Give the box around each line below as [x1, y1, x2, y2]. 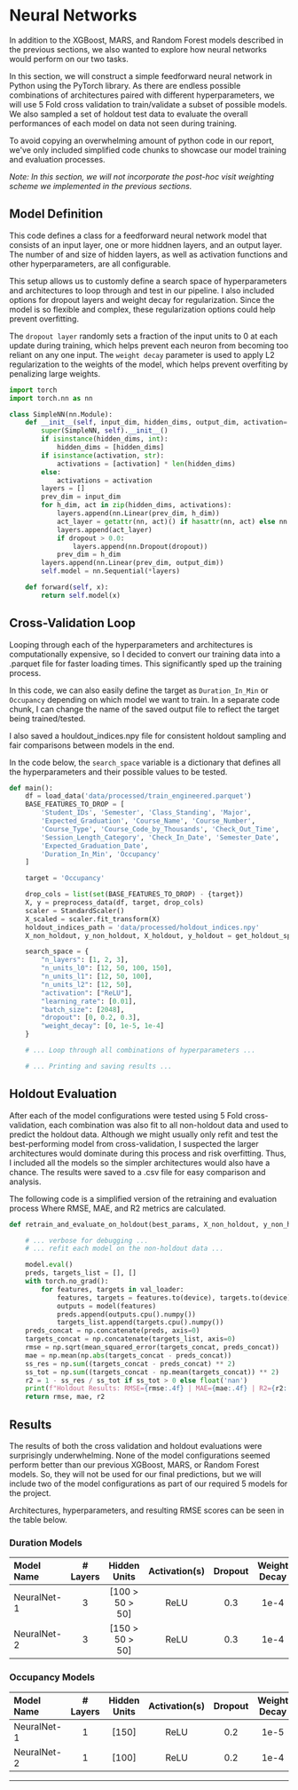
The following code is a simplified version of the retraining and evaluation [9, 1193, 278, 1204]
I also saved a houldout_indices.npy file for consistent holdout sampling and [9, 730, 286, 741]
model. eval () [25, 1261, 74, 1269]
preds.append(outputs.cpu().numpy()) [56, 1309, 197, 1319]
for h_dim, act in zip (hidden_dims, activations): [41, 501, 232, 510]
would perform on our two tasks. [9, 53, 129, 64]
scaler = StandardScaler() [25, 906, 125, 915]
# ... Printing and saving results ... [25, 1062, 173, 1070]
